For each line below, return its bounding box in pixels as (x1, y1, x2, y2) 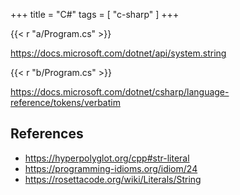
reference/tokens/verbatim (10, 97, 121, 108)
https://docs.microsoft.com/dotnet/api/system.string (10, 47, 227, 59)
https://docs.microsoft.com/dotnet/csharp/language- (10, 86, 230, 98)
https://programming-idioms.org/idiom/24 (24, 162, 198, 174)
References (10, 125, 84, 143)
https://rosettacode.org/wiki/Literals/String (24, 173, 202, 185)
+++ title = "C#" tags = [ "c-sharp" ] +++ (10, 9, 180, 20)
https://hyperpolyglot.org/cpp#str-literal (24, 152, 190, 164)
